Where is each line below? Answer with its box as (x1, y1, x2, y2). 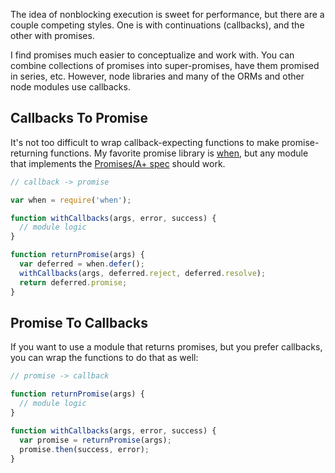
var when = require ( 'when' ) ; (10, 195, 132, 205)
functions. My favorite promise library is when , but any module (50, 147, 309, 159)
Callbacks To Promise (10, 110, 148, 127)
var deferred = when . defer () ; (19, 259, 145, 269)
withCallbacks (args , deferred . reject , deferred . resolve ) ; (19, 268, 267, 278)
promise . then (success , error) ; (19, 444, 150, 454)
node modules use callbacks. (10, 81, 131, 93)
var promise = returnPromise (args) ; (19, 435, 172, 445)
